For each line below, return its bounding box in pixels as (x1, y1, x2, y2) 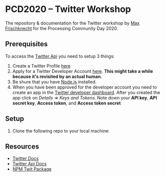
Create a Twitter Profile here (12, 62, 71, 68)
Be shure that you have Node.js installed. (12, 78, 97, 84)
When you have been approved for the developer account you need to (12, 84, 157, 90)
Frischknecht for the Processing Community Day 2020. (5, 25, 118, 31)
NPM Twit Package (12, 166, 52, 172)
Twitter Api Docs (12, 161, 47, 167)
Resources (5, 142, 39, 150)
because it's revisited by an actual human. (12, 73, 102, 79)
